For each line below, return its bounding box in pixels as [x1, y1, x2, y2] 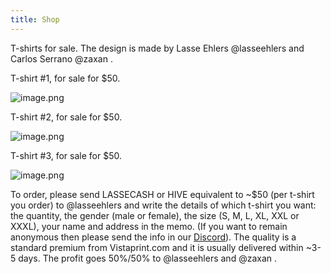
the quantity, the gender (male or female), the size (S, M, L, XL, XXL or [10, 209, 300, 221]
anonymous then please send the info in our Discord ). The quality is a [10, 231, 297, 243]
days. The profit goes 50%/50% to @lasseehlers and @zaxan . [18, 252, 278, 264]
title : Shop [10, 14, 60, 25]
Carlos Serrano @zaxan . [10, 52, 113, 65]
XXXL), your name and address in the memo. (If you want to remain [10, 220, 288, 232]
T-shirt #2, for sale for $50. [10, 111, 123, 123]
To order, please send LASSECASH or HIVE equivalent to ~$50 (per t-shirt [10, 188, 315, 200]
